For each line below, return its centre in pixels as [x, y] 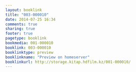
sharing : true [20, 29]
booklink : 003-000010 [28, 48]
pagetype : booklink [26, 39]
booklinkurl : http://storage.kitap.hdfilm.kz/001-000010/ [68, 62]
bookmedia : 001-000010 [29, 43]
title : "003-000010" [27, 15]
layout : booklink [24, 10]
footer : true [19, 33]
